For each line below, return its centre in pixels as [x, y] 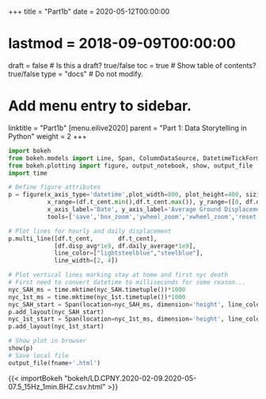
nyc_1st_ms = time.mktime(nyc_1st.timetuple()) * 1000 [97, 297]
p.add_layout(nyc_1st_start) [56, 327]
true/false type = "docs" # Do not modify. [76, 74]
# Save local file [38, 355]
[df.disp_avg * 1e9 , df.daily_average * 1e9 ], [125, 246]
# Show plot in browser [47, 341]
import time [28, 173]
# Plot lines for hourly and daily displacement [90, 231]
